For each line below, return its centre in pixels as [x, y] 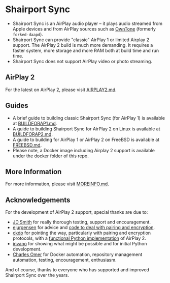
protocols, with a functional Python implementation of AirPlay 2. [79, 238]
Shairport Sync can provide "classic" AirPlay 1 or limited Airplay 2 [81, 40]
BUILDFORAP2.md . [33, 134]
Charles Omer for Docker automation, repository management [77, 254]
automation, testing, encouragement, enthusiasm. [64, 260]
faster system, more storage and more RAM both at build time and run [86, 50]
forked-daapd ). [28, 34]
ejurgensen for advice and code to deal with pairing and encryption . [84, 228]
